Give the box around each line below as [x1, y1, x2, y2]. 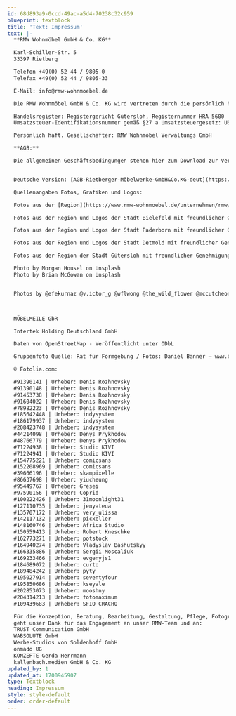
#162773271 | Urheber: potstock [13, 535, 109, 542]
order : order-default [7, 698, 71, 705]
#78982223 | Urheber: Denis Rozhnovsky [13, 404, 131, 411]
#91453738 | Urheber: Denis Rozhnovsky [13, 391, 131, 399]
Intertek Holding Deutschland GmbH [13, 328, 118, 335]
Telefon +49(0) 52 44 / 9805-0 [13, 68, 105, 75]
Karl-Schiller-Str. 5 [13, 49, 77, 56]
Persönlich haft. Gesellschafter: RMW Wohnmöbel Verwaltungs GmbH [13, 132, 212, 139]
